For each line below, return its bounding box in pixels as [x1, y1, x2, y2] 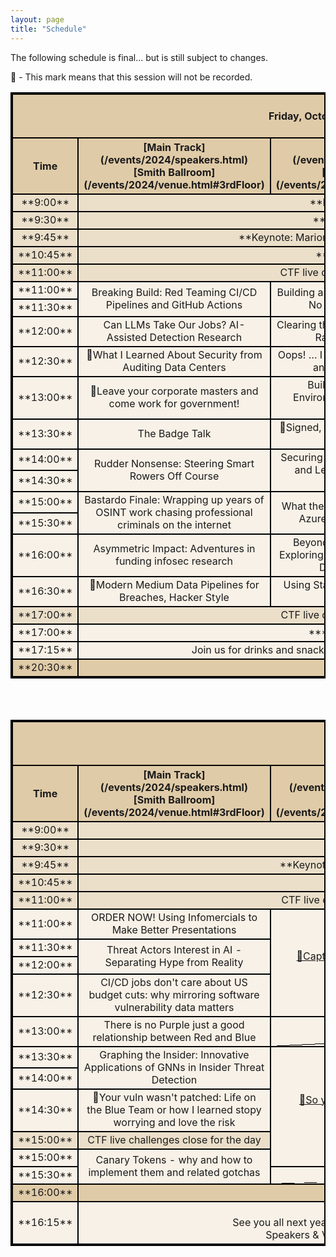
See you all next [232, 1215, 308, 1229]
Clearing [276, 317, 317, 331]
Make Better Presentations [111, 922, 237, 936]
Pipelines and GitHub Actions [105, 297, 243, 311]
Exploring [278, 547, 324, 561]
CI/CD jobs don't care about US [100, 975, 248, 989]
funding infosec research [114, 554, 233, 568]
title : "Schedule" [10, 24, 87, 34]
